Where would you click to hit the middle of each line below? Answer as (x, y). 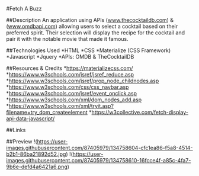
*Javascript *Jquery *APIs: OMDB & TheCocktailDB (70, 57)
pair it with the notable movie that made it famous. (67, 39)
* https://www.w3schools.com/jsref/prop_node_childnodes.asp (83, 81)
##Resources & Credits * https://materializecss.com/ (70, 68)
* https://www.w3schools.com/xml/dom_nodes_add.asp (74, 100)
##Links (16, 130)
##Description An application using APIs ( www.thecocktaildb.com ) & (90, 20)
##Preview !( (22, 141)
